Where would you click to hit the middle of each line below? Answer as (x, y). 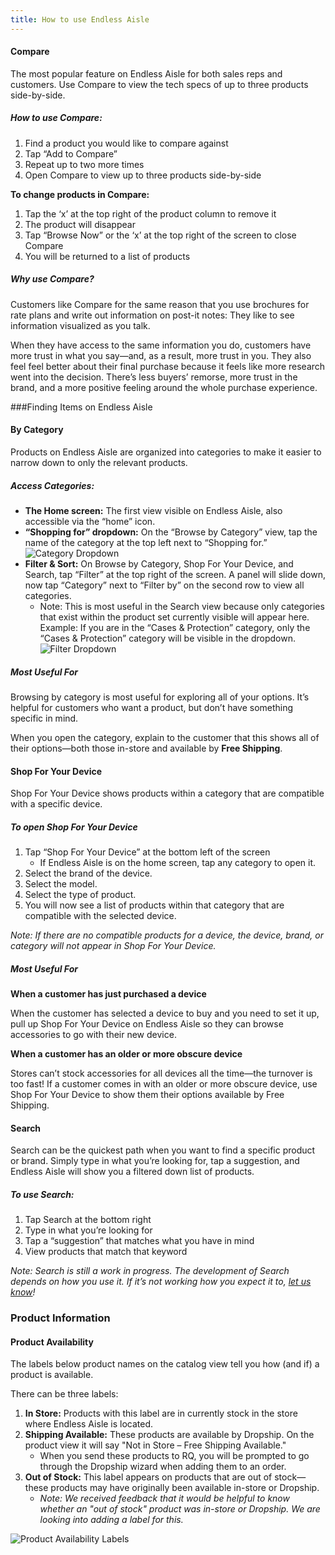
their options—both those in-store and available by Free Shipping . (146, 748)
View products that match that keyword (106, 1252)
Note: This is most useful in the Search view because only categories (182, 606)
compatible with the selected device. (100, 916)
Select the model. (61, 884)
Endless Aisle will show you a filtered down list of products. (132, 1172)
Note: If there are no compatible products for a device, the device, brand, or (167, 935)
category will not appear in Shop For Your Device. (113, 946)
